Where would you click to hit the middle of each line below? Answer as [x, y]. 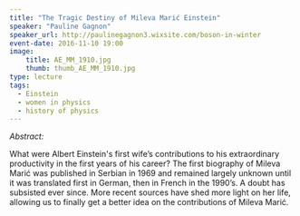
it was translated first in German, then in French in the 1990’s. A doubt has [147, 183]
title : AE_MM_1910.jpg [68, 60]
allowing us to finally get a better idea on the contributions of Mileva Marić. [149, 202]
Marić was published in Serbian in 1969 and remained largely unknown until [150, 173]
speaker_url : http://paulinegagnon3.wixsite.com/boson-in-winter [135, 34]
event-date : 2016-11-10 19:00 [67, 43]
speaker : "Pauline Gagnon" [60, 26]
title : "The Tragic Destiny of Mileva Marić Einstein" [115, 18]
